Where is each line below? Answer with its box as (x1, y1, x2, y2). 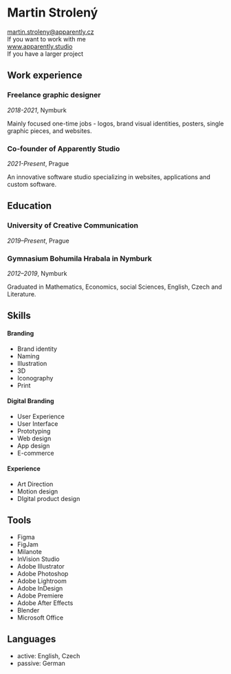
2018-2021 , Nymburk (7, 105, 67, 114)
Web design (16, 434, 52, 442)
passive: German (16, 659, 65, 667)
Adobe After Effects (16, 598, 74, 607)
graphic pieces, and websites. (7, 126, 92, 135)
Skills (7, 310, 31, 322)
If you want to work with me (7, 34, 86, 43)
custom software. (7, 180, 57, 188)
